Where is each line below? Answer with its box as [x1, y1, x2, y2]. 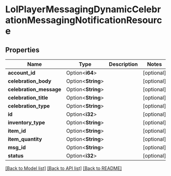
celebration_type [8, 103, 50, 109]
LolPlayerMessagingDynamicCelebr [5, 4, 161, 15]
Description [108, 61, 138, 67]
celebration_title [8, 94, 48, 101]
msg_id [8, 144, 26, 151]
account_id [8, 69, 36, 76]
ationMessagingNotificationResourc [5, 14, 162, 26]
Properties [5, 45, 40, 54]
